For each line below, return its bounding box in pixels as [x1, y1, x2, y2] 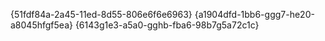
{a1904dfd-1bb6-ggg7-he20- [194, 9, 315, 20]
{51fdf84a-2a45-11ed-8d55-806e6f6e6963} [10, 9, 193, 20]
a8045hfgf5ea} [10, 19, 73, 31]
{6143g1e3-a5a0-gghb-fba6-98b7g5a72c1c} [74, 19, 260, 31]
